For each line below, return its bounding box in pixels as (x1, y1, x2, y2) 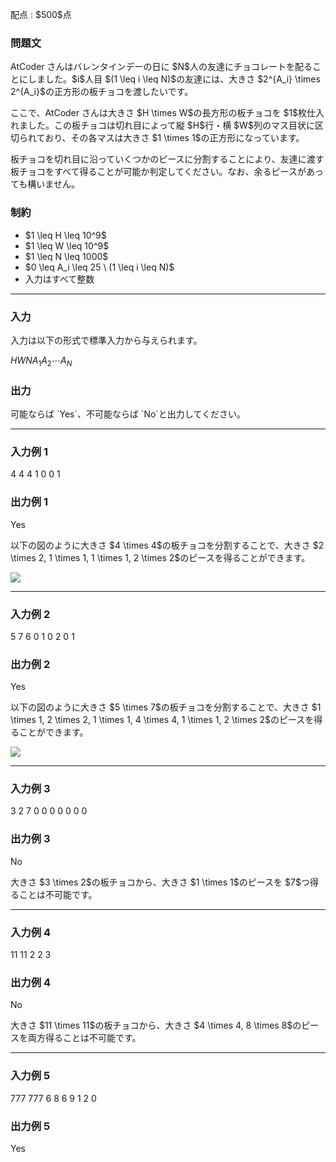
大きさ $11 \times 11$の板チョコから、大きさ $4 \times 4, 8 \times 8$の (10, 1019, 302, 1032)
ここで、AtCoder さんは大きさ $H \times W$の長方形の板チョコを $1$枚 (10, 107, 308, 119)
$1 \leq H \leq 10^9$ (24, 229, 107, 241)
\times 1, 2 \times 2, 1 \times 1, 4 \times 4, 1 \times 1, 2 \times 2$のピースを (10, 714, 315, 726)
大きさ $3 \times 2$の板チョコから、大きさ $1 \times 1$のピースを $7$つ (10, 876, 310, 888)
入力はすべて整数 (24, 273, 95, 285)
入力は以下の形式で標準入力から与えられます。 (10, 334, 203, 346)
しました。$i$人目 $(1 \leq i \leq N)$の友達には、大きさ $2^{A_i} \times (27, 73, 321, 85)
